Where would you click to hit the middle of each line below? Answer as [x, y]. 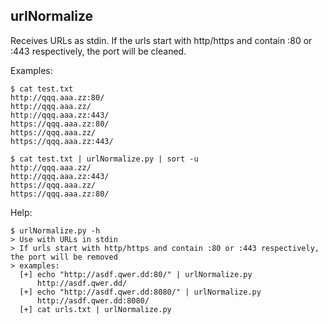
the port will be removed [64, 257]
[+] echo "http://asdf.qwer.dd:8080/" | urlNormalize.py [140, 292]
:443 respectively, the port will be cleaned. [98, 51]
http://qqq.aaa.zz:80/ [57, 97]
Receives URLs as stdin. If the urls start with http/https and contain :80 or [161, 40]
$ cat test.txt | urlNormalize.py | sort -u [104, 159]
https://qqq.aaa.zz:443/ [62, 141]
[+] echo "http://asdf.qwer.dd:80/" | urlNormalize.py [136, 274]
